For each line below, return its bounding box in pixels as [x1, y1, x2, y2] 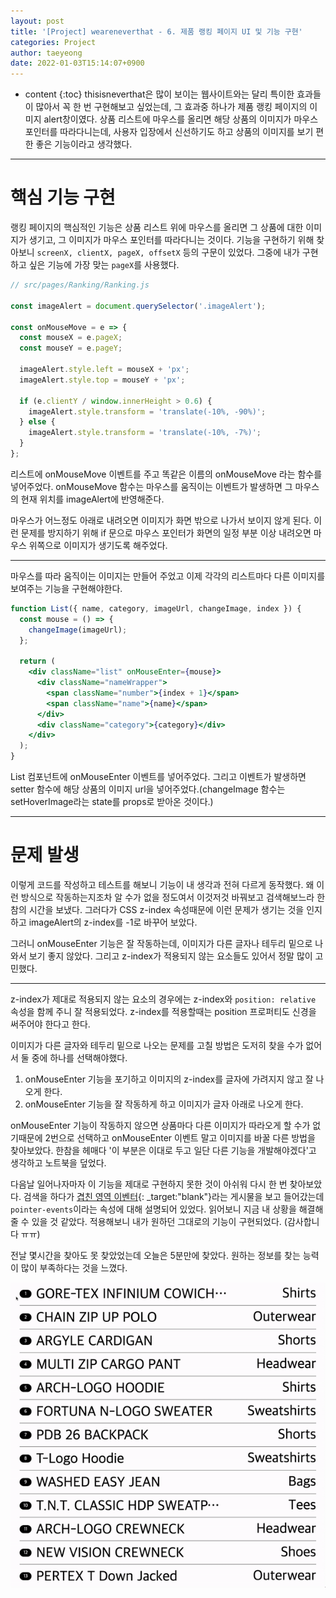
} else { [19, 417, 56, 427]
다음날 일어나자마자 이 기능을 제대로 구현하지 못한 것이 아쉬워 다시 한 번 [10, 1178, 288, 1190]
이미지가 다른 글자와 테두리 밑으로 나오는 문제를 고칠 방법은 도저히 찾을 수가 [10, 1040, 304, 1051]
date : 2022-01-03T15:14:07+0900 [10, 58, 145, 69]
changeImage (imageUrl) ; [28, 625, 128, 635]
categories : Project [10, 37, 97, 47]
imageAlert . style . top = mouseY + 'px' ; [19, 375, 186, 385]
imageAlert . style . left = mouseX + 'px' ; [19, 365, 190, 375]
